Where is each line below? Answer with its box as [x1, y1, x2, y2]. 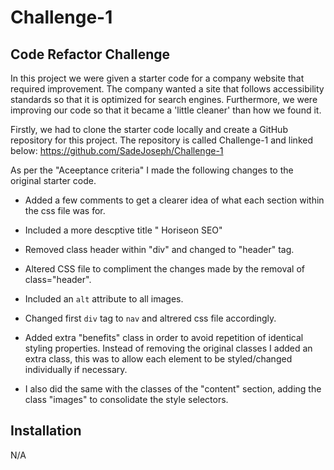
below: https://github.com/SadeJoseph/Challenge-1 [10, 145, 224, 156]
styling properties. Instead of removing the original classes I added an [24, 342, 313, 354]
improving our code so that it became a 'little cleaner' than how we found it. [10, 104, 322, 116]
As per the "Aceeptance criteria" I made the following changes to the [10, 164, 294, 176]
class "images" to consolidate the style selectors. [24, 394, 229, 405]
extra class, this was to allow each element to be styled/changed [24, 353, 293, 365]
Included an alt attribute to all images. [24, 293, 184, 305]
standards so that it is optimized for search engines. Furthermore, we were [10, 94, 318, 105]
